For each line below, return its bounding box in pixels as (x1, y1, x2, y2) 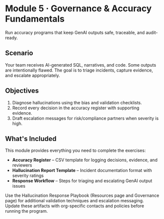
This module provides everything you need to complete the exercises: (5, 147, 146, 153)
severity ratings (12, 172, 44, 179)
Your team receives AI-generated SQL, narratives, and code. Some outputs (5, 62, 157, 68)
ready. (5, 35, 18, 41)
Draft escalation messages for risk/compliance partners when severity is (12, 115, 159, 121)
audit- (145, 29, 158, 35)
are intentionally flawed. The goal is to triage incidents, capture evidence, (5, 67, 153, 73)
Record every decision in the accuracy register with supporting (12, 105, 140, 111)
